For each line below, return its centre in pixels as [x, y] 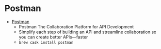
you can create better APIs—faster [53, 37]
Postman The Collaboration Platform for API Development [76, 26]
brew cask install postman [46, 42]
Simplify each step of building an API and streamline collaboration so [88, 32]
